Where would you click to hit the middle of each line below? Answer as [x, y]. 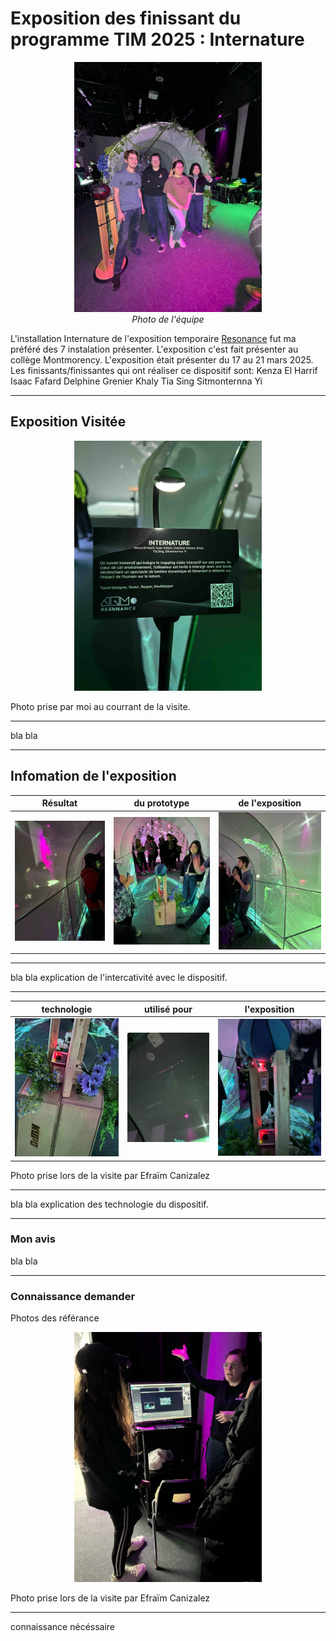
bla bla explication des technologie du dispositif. [109, 1204]
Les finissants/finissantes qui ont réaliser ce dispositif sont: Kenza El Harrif [164, 370]
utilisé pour [168, 1009]
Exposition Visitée [68, 422]
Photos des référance [55, 1318]
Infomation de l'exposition [93, 776]
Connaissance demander [73, 1296]
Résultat [59, 803]
